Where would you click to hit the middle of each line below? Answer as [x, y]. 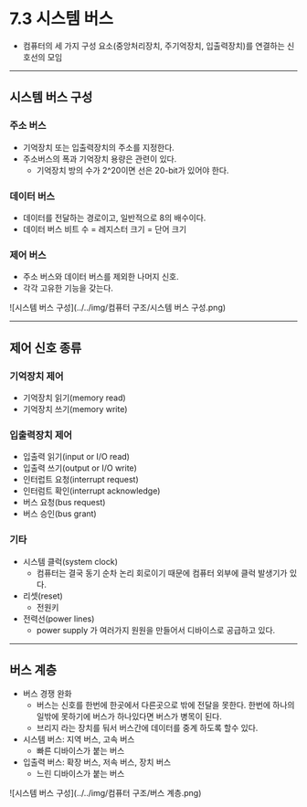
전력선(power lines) [58, 619]
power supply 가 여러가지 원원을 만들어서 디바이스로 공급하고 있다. [156, 630]
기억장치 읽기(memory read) [74, 398]
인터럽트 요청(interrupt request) [80, 480]
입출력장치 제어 [41, 435]
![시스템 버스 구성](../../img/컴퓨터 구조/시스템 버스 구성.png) [118, 308]
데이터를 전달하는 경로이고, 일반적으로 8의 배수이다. [114, 218]
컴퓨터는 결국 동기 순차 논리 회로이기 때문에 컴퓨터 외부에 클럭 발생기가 [162, 573]
